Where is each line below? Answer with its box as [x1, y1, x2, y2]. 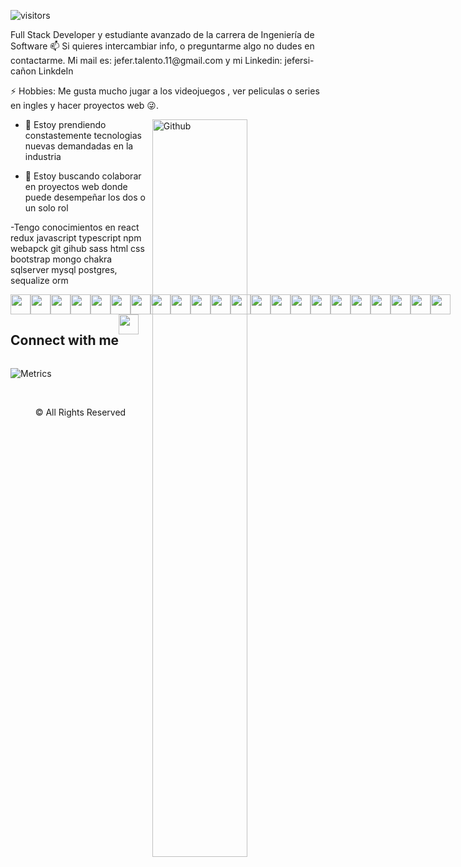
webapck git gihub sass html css [10, 243, 145, 254]
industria [24, 151, 62, 162]
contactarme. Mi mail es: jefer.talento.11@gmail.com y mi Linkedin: [10, 55, 283, 66]
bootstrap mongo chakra [10, 253, 113, 265]
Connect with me [10, 332, 120, 349]
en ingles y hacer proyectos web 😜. [10, 100, 159, 111]
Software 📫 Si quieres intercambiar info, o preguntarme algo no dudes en [10, 40, 315, 52]
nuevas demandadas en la [24, 140, 134, 152]
